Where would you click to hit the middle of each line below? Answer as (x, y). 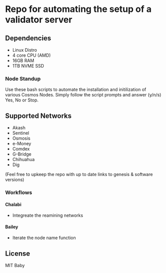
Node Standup (23, 79)
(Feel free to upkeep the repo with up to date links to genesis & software (79, 175)
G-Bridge (22, 154)
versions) (15, 180)
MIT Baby (15, 266)
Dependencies (28, 38)
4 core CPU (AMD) (32, 55)
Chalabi (13, 204)
